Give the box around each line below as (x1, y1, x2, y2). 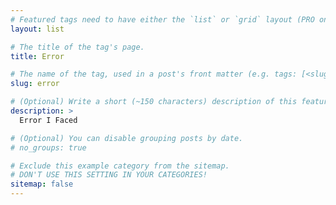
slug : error (10, 79, 60, 89)
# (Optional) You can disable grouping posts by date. (10, 133, 244, 143)
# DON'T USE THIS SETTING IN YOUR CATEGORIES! (10, 170, 208, 180)
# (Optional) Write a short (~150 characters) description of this (10, 97, 298, 107)
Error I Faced (19, 115, 78, 125)
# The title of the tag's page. (10, 42, 145, 52)
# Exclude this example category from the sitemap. (10, 161, 230, 171)
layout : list (10, 24, 65, 34)
